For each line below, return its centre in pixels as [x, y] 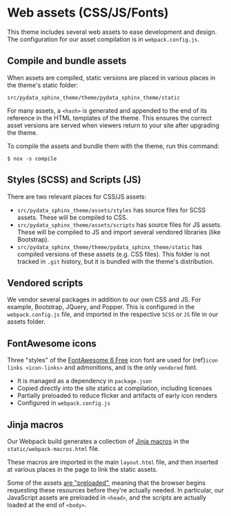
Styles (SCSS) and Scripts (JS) [74, 180]
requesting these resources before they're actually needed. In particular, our [115, 490]
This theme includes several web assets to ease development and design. [112, 32]
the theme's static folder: [43, 85]
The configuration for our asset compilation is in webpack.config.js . [103, 39]
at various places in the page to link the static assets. [82, 469]
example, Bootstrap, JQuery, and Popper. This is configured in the [101, 307]
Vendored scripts [45, 283]
